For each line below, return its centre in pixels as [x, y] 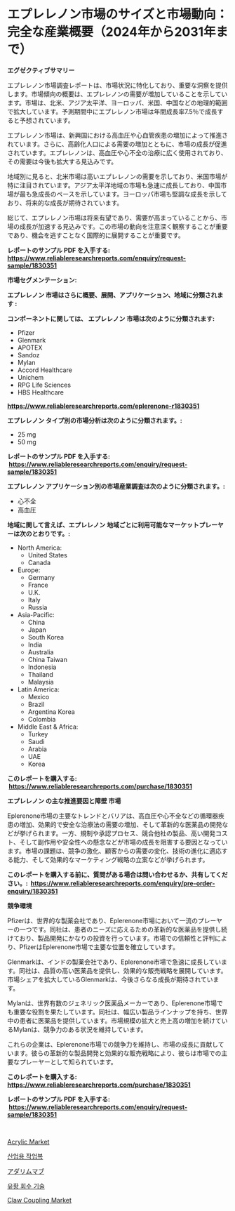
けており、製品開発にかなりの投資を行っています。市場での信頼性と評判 [111, 938]
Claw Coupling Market [40, 1200]
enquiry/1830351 [33, 891]
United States [48, 555]
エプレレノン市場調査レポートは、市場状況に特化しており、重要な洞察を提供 [117, 85]
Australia [41, 652]
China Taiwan [48, 659]
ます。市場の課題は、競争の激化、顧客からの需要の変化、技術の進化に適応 [115, 851]
